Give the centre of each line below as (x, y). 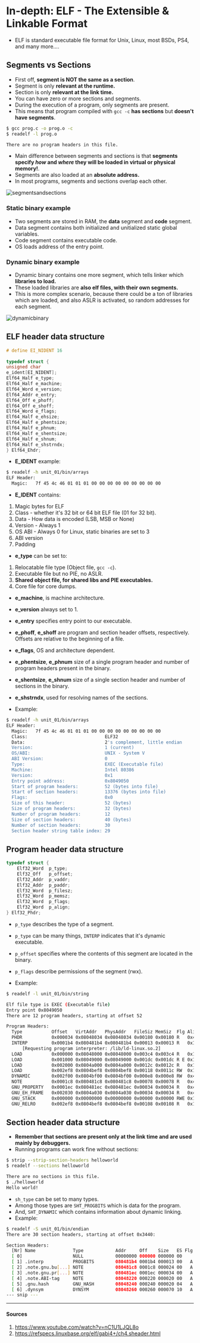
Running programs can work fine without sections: (76, 1150)
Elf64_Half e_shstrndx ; (36, 445)
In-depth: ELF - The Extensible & (88, 11)
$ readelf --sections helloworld (48, 1166)
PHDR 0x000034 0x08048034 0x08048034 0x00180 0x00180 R (96, 1038)
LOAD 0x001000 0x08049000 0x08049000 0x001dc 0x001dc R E (98, 1060)
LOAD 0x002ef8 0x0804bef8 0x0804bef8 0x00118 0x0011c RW (97, 1071)
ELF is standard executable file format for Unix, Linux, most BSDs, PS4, (102, 40)
